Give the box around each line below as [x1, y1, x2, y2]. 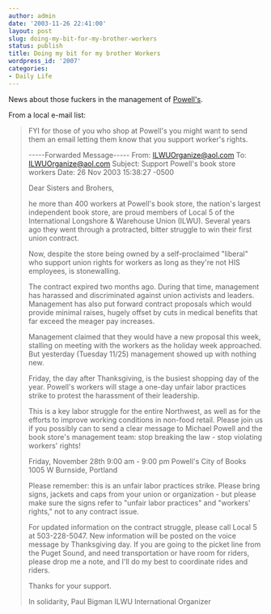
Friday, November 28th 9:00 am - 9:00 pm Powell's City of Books [28, 456, 247, 466]
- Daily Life [8, 72, 53, 80]
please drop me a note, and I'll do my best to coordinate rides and [28, 556, 248, 566]
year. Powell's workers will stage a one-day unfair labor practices [28, 382, 247, 391]
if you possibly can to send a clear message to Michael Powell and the [28, 423, 263, 433]
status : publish [8, 42, 63, 50]
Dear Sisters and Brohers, [28, 183, 115, 193]
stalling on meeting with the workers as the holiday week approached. [28, 340, 262, 350]
